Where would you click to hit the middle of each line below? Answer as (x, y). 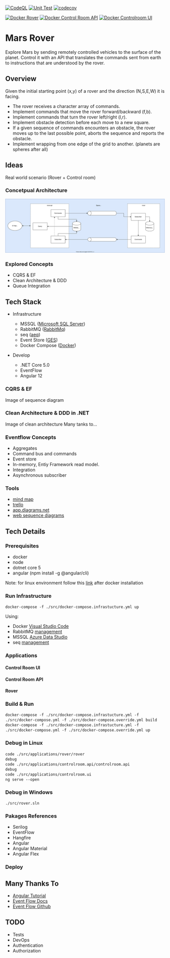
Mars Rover (30, 38)
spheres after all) (30, 149)
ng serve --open (22, 779)
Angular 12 (31, 376)
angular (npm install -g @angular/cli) (51, 573)
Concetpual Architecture (36, 190)
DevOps (21, 940)
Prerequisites (22, 546)
